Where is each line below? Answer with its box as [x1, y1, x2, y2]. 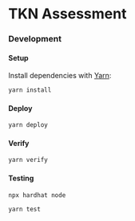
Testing [8, 173, 34, 183]
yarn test [8, 205, 42, 214]
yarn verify [8, 156, 48, 164]
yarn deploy [8, 121, 48, 129]
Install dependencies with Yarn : [8, 71, 112, 81]
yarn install [8, 86, 52, 94]
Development [8, 34, 62, 45]
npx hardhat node [8, 191, 66, 199]
